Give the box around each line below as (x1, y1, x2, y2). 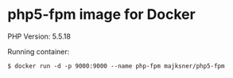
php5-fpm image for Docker (7, 6, 196, 24)
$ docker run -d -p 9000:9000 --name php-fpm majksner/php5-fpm (7, 61, 225, 70)
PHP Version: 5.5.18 (7, 32, 71, 41)
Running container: (7, 46, 70, 56)
